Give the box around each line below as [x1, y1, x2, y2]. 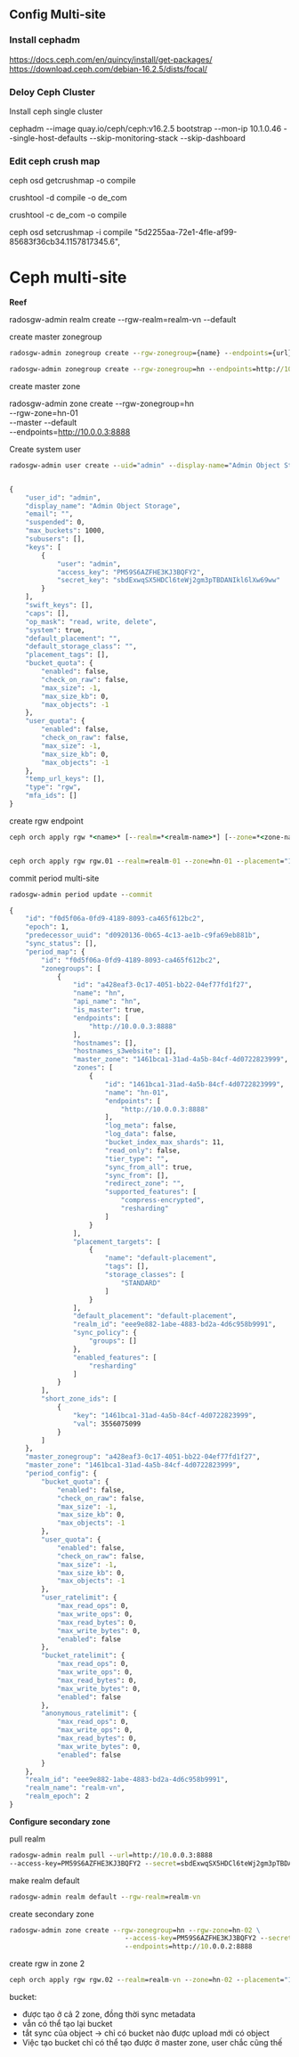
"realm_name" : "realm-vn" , [25, 1784, 125, 1793]
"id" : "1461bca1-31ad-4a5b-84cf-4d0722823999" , [104, 1079, 285, 1089]
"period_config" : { [25, 1469, 98, 1478]
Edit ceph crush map [9, 155, 101, 167]
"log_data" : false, [104, 1130, 177, 1139]
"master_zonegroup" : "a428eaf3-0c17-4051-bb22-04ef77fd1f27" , [25, 1452, 261, 1461]
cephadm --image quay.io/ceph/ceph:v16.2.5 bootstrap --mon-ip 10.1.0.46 [9, 123, 282, 134]
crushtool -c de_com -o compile [9, 209, 127, 221]
